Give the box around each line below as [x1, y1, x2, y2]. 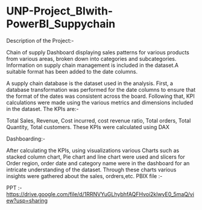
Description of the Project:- [6, 37, 74, 44]
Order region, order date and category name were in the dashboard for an [6, 159, 190, 167]
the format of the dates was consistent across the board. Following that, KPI [6, 92, 195, 100]
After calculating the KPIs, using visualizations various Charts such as [6, 147, 180, 154]
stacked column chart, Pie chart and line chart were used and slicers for [6, 153, 186, 161]
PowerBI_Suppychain [6, 17, 116, 31]
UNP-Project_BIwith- [6, 4, 113, 18]
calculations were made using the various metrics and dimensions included [6, 98, 194, 106]
